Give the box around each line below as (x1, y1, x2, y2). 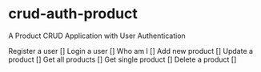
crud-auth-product (8, 5, 138, 23)
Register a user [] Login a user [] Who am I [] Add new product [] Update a (8, 46, 254, 55)
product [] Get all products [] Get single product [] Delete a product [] (8, 55, 237, 64)
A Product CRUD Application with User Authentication (8, 31, 186, 40)
